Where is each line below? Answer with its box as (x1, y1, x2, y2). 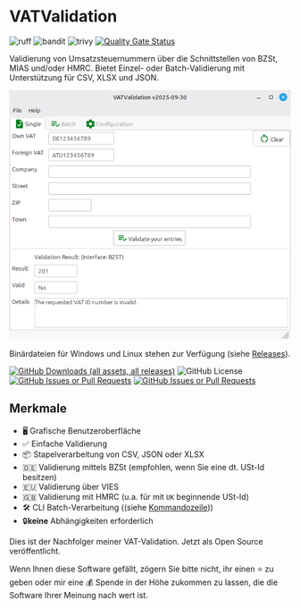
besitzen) (21, 471, 57, 482)
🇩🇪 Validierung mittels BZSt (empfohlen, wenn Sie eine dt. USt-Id (21, 461, 265, 472)
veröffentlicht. (9, 546, 61, 556)
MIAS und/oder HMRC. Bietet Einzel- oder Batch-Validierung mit (9, 63, 246, 73)
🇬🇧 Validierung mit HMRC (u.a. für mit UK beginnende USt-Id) (21, 491, 250, 502)
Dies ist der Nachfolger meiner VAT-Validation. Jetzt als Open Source (9, 536, 263, 546)
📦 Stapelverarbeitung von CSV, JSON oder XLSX (21, 449, 205, 460)
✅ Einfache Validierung (21, 438, 107, 449)
